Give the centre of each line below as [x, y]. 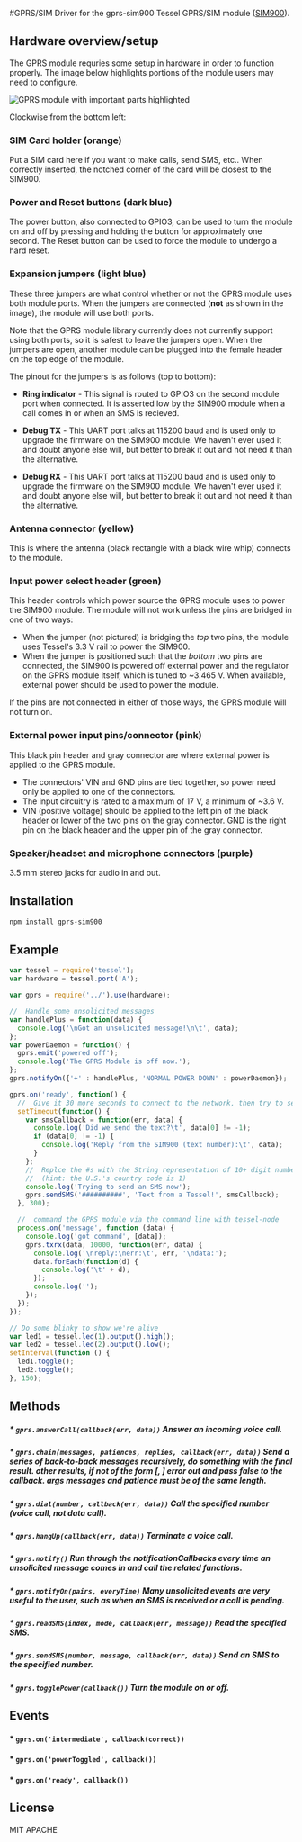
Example [34, 949]
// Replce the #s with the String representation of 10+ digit [148, 1169]
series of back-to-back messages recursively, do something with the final [151, 1461]
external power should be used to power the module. [120, 685]
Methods [35, 1407]
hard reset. [30, 250]
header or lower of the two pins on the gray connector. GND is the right [154, 820]
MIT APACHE [34, 1829]
